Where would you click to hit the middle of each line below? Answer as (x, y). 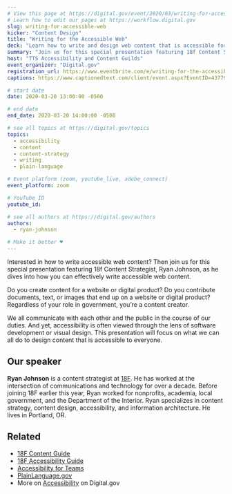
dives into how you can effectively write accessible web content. (99, 276)
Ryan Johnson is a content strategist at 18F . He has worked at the (101, 378)
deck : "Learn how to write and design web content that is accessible (111, 46)
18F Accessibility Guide (50, 461)
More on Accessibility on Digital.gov (68, 483)
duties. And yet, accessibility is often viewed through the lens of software (112, 325)
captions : (21, 78)
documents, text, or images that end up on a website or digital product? (109, 297)
